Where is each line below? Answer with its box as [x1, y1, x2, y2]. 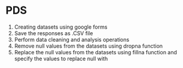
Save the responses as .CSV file [14, 29, 93, 36]
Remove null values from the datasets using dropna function [14, 42, 163, 50]
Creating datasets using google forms [14, 23, 108, 30]
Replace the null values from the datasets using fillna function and [14, 48, 178, 55]
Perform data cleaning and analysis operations [14, 36, 130, 43]
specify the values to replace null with [14, 55, 108, 62]
